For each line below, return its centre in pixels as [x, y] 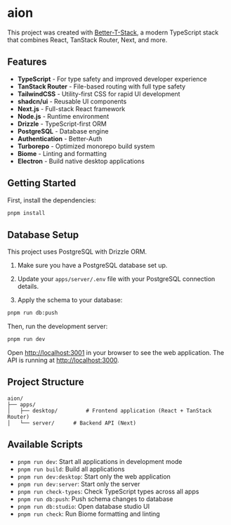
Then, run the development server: [58, 326]
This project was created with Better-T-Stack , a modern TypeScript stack [113, 32]
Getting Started [42, 183]
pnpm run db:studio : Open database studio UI [83, 506]
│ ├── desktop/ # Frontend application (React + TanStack [110, 410]
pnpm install [26, 213]
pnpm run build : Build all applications [71, 469]
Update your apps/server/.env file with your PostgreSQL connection [116, 279]
